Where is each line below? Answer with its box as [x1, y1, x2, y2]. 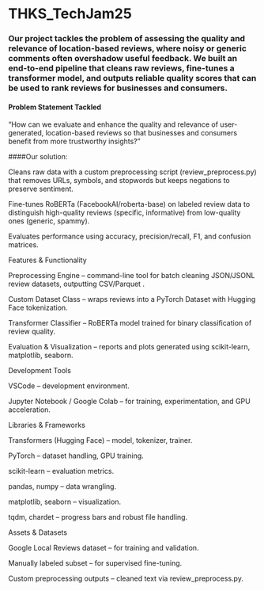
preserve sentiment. [8, 184, 74, 194]
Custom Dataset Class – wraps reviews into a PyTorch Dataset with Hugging [8, 295, 256, 304]
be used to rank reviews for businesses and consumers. [8, 82, 228, 93]
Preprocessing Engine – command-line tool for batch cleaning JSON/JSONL [8, 271, 255, 280]
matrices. [8, 240, 40, 250]
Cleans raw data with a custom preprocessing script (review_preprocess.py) [8, 167, 257, 177]
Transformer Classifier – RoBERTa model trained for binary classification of [8, 318, 252, 328]
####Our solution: [8, 152, 68, 162]
